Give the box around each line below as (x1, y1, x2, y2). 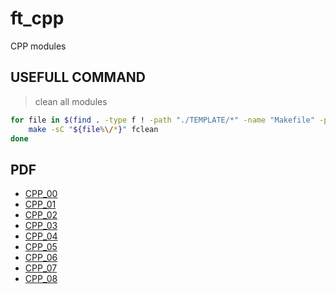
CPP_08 (24, 273, 58, 285)
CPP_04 (24, 230, 58, 242)
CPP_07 (24, 262, 58, 274)
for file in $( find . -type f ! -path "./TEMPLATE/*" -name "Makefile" (10, 115, 315, 125)
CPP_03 (24, 220, 58, 232)
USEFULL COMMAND (10, 69, 146, 86)
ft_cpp (10, 7, 65, 30)
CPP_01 (24, 198, 57, 211)
